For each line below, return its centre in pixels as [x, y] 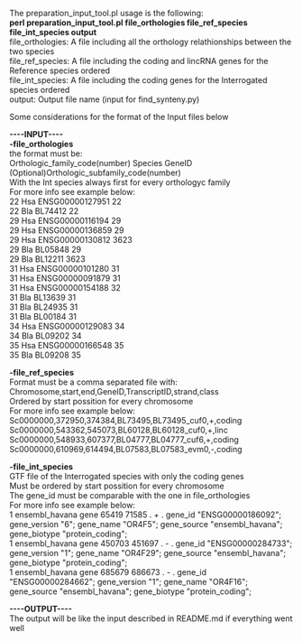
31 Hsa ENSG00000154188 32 [65, 288]
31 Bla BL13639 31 [43, 297]
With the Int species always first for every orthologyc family [120, 182]
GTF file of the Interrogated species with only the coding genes [127, 476]
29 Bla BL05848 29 [46, 249]
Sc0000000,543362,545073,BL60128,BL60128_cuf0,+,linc [119, 430]
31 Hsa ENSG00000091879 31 [65, 278]
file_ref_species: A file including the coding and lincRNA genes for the [139, 61]
